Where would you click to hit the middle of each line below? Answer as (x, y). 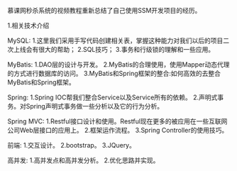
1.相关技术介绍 (28, 26)
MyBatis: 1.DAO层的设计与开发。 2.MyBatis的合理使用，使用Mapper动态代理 (118, 65)
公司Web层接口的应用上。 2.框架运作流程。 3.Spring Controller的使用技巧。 (118, 130)
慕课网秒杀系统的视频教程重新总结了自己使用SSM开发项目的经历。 (104, 10)
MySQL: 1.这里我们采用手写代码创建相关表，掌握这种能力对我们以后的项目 (115, 40)
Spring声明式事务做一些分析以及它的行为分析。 (95, 106)
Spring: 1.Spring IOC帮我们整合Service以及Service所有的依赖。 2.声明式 (112, 97)
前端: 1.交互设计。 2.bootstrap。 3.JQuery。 (72, 145)
